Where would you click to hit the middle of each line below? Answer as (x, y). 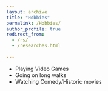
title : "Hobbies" (28, 18)
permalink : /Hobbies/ (34, 23)
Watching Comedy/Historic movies (58, 81)
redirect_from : (25, 35)
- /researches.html (36, 46)
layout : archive (27, 12)
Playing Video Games (42, 69)
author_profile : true (34, 29)
